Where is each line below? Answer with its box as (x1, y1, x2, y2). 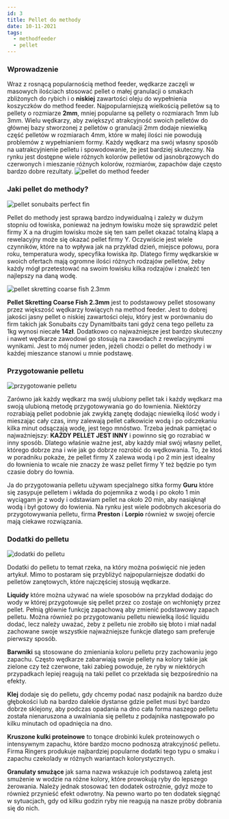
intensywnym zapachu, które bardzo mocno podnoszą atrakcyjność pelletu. (7, 740, 221, 748)
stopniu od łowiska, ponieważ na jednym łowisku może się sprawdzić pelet (7, 220, 218, 229)
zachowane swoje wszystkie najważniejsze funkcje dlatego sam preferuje (7, 627, 215, 635)
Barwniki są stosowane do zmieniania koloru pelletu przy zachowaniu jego (7, 648, 218, 656)
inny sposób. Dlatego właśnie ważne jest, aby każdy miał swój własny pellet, (7, 438, 222, 446)
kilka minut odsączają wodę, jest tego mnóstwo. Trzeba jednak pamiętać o (7, 424, 217, 432)
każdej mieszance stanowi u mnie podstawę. (7, 349, 133, 357)
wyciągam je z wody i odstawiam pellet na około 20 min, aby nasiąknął (7, 495, 206, 503)
